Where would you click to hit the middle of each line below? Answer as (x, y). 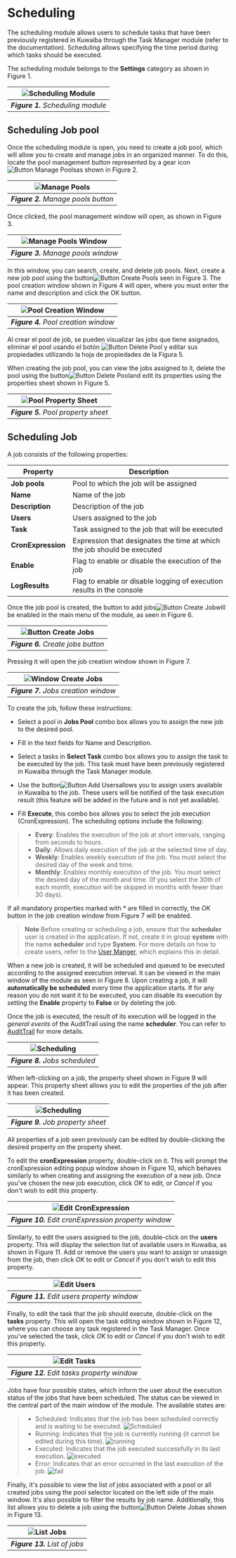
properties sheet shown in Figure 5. (59, 383)
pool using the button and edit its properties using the (114, 375)
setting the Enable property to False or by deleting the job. (92, 1002)
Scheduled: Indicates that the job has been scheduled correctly (127, 1419)
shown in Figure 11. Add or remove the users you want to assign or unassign (117, 1252)
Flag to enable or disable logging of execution (148, 581)
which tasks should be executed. (55, 55)
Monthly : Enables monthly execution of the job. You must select (128, 872)
